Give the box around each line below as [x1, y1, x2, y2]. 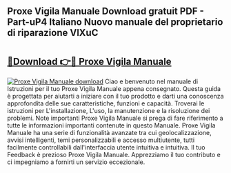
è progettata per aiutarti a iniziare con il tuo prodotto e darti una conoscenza [7, 92, 224, 100]
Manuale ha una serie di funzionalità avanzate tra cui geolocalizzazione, [7, 129, 212, 136]
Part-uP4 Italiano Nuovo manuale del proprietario [7, 17, 223, 28]
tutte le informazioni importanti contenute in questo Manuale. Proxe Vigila [7, 121, 216, 130]
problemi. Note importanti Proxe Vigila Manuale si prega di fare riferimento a [7, 114, 223, 122]
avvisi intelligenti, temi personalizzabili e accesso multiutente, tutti [7, 136, 195, 144]
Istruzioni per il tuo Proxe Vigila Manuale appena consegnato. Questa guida [7, 85, 221, 92]
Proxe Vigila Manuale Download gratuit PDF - [7, 6, 205, 17]
